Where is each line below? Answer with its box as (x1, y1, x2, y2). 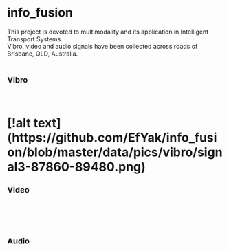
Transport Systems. (7, 34, 63, 43)
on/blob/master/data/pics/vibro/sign (7, 144, 223, 160)
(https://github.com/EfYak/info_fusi (7, 130, 217, 146)
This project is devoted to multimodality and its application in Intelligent (7, 28, 208, 36)
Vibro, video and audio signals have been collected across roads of (7, 42, 198, 50)
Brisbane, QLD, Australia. (7, 50, 78, 58)
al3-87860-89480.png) (7, 160, 146, 175)
